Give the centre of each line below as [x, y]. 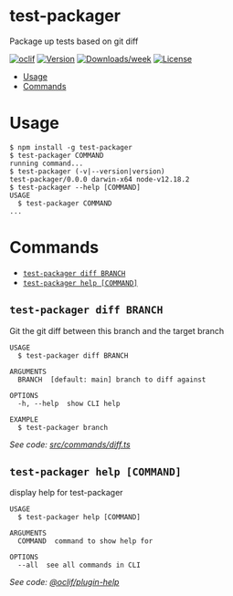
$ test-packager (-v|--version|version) [88, 171]
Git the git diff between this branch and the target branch [117, 330]
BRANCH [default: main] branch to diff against [112, 380]
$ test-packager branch [63, 427]
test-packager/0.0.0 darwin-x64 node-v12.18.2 [100, 179]
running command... [47, 163]
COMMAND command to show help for [85, 541]
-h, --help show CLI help [69, 403]
